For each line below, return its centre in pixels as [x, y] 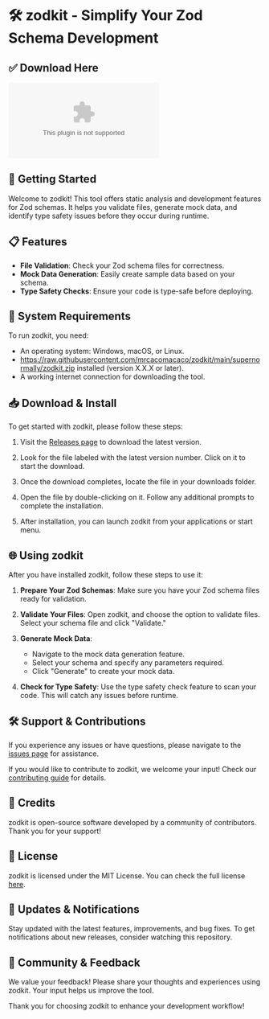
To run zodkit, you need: [49, 335]
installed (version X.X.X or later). [130, 368]
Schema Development [84, 38]
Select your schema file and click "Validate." [93, 623]
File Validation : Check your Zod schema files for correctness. [122, 265]
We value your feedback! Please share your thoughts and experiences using [134, 982]
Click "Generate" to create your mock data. [103, 672]
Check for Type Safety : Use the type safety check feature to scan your [138, 687]
